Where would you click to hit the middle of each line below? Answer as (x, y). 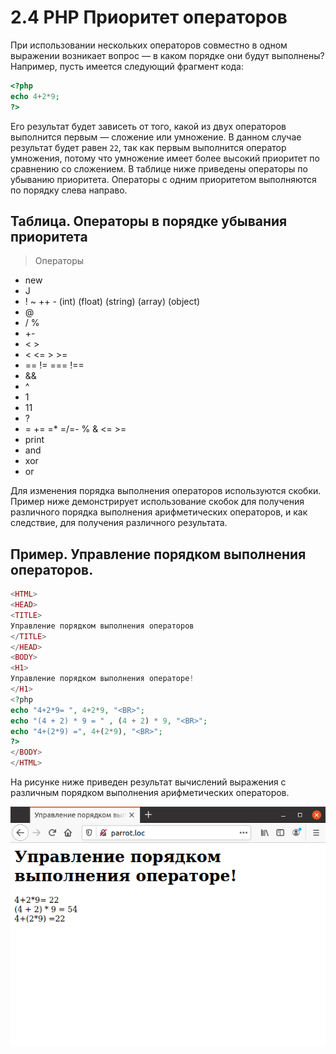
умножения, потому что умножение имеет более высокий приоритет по (165, 158)
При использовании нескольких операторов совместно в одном (149, 45)
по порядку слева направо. (69, 190)
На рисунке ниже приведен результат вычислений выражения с (148, 782)
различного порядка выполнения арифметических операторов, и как (159, 512)
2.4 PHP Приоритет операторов (149, 17)
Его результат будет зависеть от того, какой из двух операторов (148, 126)
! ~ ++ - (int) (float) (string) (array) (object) (112, 302)
